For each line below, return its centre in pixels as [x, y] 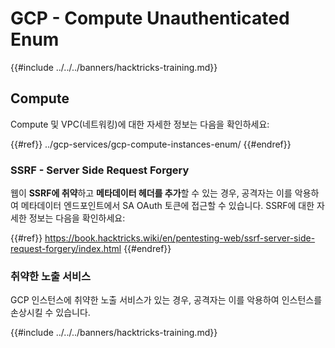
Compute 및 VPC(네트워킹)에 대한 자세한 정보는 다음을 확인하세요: [140, 124]
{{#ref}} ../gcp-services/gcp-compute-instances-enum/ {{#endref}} [151, 144]
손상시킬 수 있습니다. [50, 313]
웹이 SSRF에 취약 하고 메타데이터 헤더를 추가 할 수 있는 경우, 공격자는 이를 [151, 193]
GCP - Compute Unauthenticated [150, 18]
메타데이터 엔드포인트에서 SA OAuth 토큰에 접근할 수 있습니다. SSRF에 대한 [167, 206]
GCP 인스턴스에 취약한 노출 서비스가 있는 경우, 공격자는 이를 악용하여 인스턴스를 [166, 300]
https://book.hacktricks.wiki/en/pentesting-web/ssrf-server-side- [180, 238]
